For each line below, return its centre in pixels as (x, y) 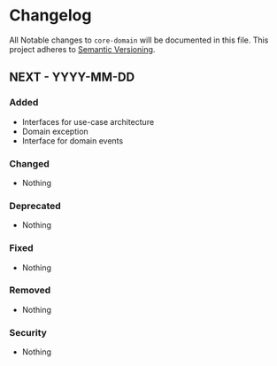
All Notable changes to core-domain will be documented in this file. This (139, 40)
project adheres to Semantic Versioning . (82, 49)
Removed (30, 291)
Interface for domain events (73, 140)
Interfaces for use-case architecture (88, 121)
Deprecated (35, 206)
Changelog (50, 16)
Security (28, 332)
